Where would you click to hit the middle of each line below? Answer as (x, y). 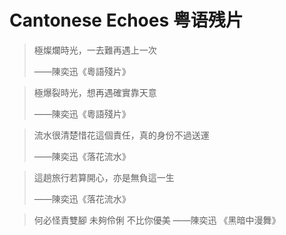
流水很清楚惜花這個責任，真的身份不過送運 (121, 135)
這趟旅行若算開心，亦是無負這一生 (104, 177)
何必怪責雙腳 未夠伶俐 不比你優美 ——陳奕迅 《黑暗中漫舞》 (157, 220)
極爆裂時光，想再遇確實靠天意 (95, 92)
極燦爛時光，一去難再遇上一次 (95, 50)
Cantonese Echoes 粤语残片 (126, 20)
